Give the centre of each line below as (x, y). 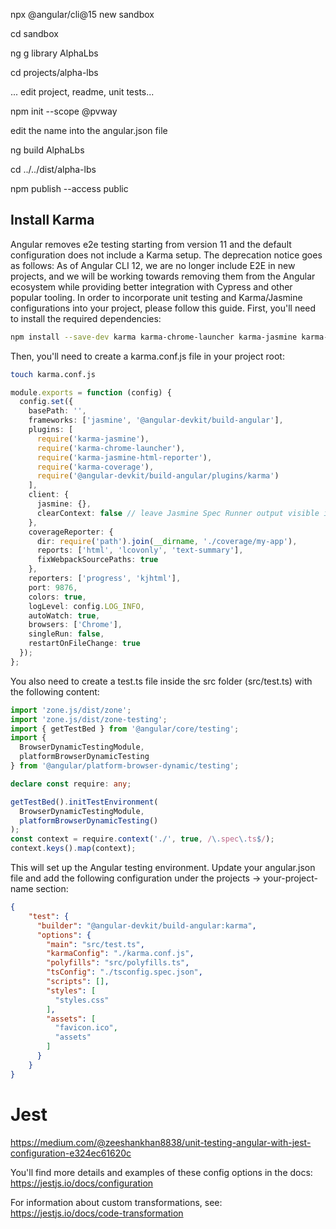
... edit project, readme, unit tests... (82, 92)
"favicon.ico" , (86, 1028)
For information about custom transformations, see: (116, 1202)
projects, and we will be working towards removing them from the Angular (163, 276)
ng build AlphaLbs (47, 150)
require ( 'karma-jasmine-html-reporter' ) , (124, 457)
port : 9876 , (53, 587)
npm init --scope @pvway (64, 111)
